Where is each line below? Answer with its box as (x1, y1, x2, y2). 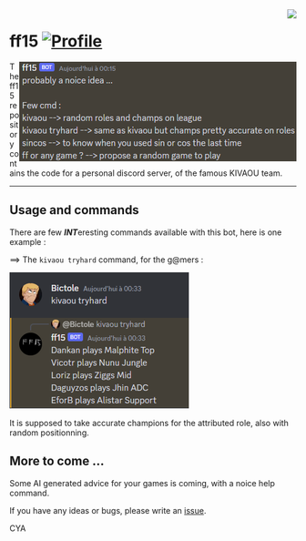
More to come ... (9, 454, 105, 469)
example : (9, 236, 46, 247)
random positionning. (9, 427, 89, 438)
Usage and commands (9, 202, 139, 218)
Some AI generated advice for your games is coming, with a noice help (9, 477, 276, 488)
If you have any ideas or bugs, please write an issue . (9, 505, 207, 515)
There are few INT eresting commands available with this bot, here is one (9, 227, 282, 238)
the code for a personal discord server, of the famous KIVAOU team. (26, 168, 283, 179)
